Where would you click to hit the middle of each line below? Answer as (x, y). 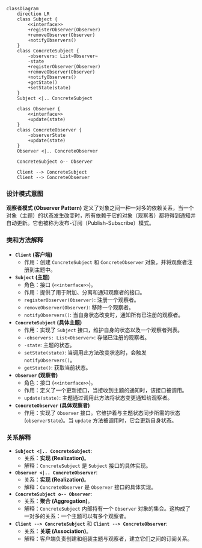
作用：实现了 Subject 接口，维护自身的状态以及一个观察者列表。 (103, 330)
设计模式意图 (25, 194)
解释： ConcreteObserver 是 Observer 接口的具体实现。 (90, 487)
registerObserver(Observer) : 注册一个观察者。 (81, 300)
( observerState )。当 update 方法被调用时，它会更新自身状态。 (100, 420)
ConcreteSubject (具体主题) (48, 322)
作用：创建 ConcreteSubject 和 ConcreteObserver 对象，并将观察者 (106, 262)
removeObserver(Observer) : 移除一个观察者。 (79, 307)
